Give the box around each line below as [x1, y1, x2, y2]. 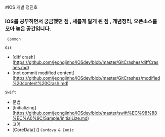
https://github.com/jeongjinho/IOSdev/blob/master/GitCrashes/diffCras [14, 59, 159, 65]
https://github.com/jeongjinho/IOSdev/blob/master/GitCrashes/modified [14, 75, 161, 81]
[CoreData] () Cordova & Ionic [12, 127, 74, 133]
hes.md [12, 65, 28, 71]
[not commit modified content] [12, 70, 75, 76]
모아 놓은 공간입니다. [5, 25, 51, 32]
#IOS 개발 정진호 [5, 4, 38, 10]
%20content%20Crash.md [12, 81, 68, 87]
